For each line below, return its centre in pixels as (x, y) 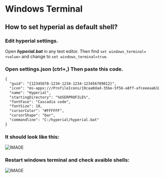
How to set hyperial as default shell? (61, 27)
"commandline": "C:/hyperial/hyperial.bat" (54, 120)
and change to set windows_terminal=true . (65, 56)
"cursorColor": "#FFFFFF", (37, 111)
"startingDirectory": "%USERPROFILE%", (50, 97)
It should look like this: (32, 137)
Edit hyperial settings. (32, 41)
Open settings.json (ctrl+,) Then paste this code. (64, 69)
